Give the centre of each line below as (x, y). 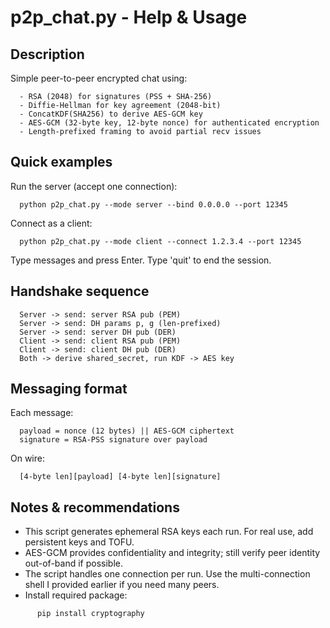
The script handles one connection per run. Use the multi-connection (167, 574)
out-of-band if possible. (73, 563)
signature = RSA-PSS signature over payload (113, 440)
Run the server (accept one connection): (94, 186)
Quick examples (61, 162)
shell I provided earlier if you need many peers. (122, 585)
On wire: (27, 458)
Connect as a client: (51, 223)
